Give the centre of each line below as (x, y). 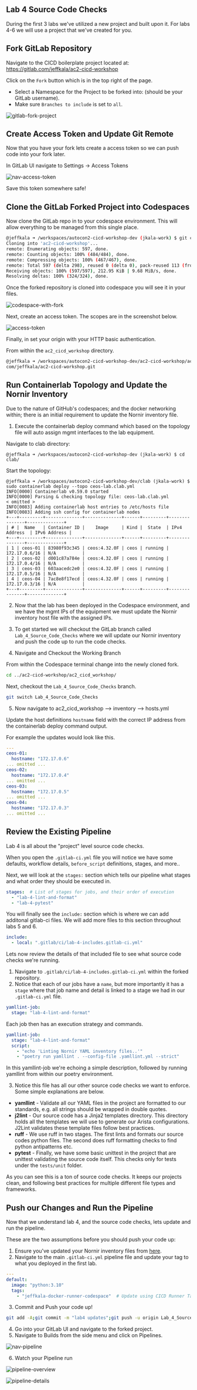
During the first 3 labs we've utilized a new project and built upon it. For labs (98, 23)
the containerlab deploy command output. (57, 726)
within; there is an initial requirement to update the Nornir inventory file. (92, 415)
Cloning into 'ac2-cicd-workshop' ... (52, 244)
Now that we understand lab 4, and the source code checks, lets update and (98, 1222)
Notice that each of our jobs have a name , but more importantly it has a (99, 984)
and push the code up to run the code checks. (70, 641)
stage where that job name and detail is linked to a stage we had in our (100, 990)
